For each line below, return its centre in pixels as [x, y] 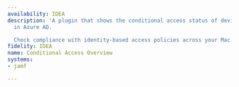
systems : [20, 60]
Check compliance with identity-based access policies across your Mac [122, 40]
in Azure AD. [33, 27]
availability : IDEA [36, 14]
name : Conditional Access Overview [60, 53]
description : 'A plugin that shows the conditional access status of [113, 21]
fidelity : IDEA [30, 47]
